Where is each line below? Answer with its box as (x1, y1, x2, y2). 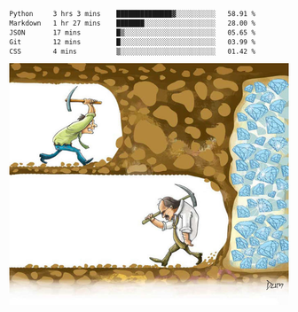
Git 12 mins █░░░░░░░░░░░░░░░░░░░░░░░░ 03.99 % (9, 37, 255, 46)
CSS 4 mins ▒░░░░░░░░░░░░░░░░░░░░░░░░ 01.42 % (9, 47, 255, 56)
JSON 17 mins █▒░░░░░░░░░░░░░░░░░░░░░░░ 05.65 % (9, 27, 255, 37)
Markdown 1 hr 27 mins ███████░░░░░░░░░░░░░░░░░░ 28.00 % (9, 19, 255, 27)
